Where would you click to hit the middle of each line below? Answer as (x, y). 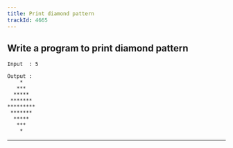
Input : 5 (23, 64)
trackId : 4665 (28, 20)
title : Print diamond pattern (51, 14)
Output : (20, 76)
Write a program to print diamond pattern (98, 48)
